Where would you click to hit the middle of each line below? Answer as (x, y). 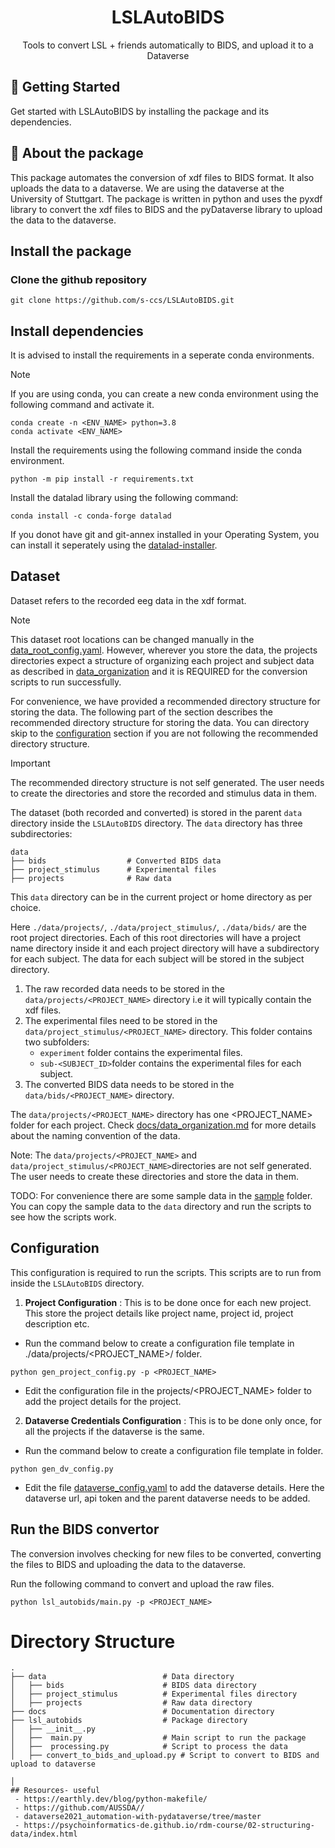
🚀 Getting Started (65, 87)
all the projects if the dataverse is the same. (114, 1431)
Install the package (71, 251)
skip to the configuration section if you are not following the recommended (164, 733)
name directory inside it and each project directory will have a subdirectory (165, 948)
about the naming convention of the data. (95, 1135)
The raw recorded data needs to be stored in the (124, 988)
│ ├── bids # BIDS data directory (133, 1686)
